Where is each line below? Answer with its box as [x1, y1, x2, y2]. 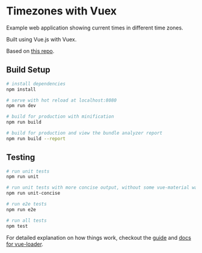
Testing [6, 152, 35, 163]
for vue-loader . [6, 240, 44, 248]
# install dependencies [6, 81, 66, 87]
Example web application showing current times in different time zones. [6, 24, 183, 31]
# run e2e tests [6, 201, 47, 207]
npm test [6, 223, 28, 229]
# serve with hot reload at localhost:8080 [6, 97, 117, 103]
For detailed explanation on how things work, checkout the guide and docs [6, 234, 191, 241]
